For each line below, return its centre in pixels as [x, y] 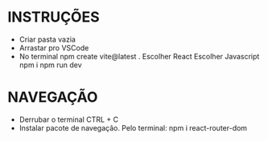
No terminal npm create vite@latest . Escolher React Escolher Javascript [139, 56]
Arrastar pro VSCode [54, 47]
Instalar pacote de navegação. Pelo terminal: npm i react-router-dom [133, 127]
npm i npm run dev [50, 65]
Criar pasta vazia [47, 39]
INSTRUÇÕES [54, 17]
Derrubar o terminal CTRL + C [68, 119]
